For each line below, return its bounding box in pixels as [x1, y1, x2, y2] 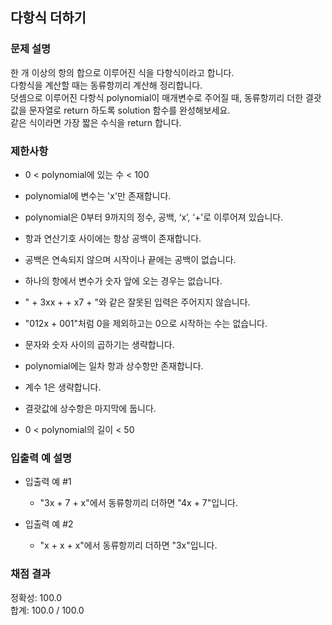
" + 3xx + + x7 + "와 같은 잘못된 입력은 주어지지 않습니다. [24, 296, 251, 308]
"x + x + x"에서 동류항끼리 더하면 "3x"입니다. [39, 539, 218, 552]
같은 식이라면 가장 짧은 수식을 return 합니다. [10, 116, 182, 128]
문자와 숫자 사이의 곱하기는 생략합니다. [24, 338, 175, 350]
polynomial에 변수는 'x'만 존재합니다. [24, 189, 172, 202]
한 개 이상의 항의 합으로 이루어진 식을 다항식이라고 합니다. [10, 66, 235, 78]
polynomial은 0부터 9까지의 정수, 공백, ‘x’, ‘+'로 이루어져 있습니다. [24, 211, 284, 223]
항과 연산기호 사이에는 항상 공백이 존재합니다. [24, 232, 202, 244]
